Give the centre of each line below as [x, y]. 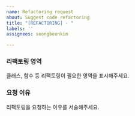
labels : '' [20, 29]
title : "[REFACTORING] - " [40, 23]
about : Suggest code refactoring [48, 17]
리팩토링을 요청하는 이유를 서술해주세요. [53, 107]
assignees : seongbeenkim [37, 34]
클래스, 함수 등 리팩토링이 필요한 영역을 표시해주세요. [68, 76]
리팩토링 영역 [24, 62]
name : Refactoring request [40, 12]
